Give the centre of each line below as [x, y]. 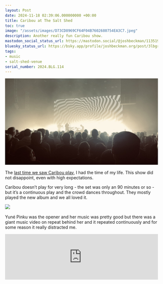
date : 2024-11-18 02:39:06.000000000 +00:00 [51, 15]
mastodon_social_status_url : [34, 41]
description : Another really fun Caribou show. [54, 36]
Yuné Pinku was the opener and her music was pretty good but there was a [80, 217]
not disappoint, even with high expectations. [49, 177]
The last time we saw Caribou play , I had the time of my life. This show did [79, 172]
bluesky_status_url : [26, 46]
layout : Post [18, 10]
